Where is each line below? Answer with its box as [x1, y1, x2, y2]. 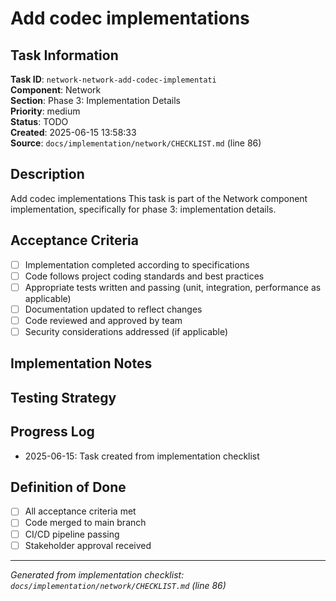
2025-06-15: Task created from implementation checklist [24, 450, 260, 462]
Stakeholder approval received [24, 539, 152, 551]
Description [10, 166, 85, 183]
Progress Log [10, 423, 95, 441]
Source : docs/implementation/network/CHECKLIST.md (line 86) [10, 137, 262, 149]
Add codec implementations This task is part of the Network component [10, 192, 308, 204]
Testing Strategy [10, 389, 117, 406]
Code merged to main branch [24, 517, 147, 529]
